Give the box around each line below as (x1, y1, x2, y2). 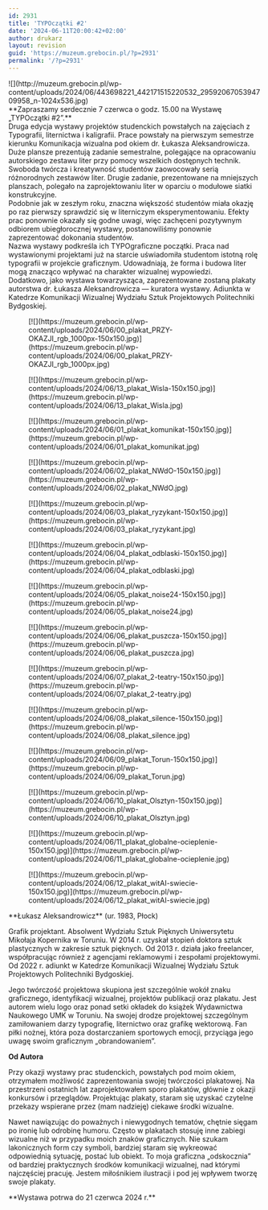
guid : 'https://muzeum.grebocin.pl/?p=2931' (8, 49, 160, 57)
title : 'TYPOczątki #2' (8, 19, 88, 27)
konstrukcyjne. (8, 190, 58, 200)
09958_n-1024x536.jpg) (8, 96, 89, 105)
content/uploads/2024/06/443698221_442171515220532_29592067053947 (8, 87, 261, 97)
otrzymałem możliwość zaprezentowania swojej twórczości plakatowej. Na (8, 1076, 255, 1085)
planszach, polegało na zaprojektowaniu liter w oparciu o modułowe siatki (8, 181, 253, 191)
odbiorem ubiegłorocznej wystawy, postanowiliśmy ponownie (8, 224, 212, 233)
